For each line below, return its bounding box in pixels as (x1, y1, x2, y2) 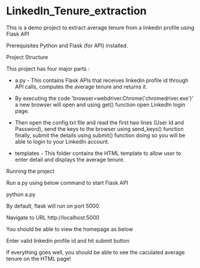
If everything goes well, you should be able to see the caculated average (6, 248, 185, 255)
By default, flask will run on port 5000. (6, 202, 100, 209)
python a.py (6, 190, 36, 198)
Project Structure (6, 53, 48, 60)
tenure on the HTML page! (6, 255, 72, 262)
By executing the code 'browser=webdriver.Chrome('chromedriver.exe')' (14, 95, 194, 102)
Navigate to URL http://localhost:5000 (6, 214, 100, 221)
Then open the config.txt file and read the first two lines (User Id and (14, 118, 184, 126)
